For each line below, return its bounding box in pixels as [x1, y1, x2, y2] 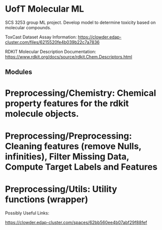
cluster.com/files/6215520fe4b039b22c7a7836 [5, 39, 100, 45]
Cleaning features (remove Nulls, [5, 141, 142, 152]
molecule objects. [5, 108, 79, 119]
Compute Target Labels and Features [5, 161, 158, 172]
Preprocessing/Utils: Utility [5, 183, 118, 195]
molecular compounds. [5, 24, 52, 30]
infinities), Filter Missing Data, [5, 151, 129, 162]
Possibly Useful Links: [5, 210, 50, 216]
